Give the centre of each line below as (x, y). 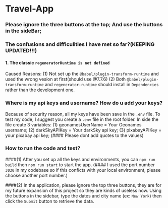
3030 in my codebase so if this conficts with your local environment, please (83, 170)
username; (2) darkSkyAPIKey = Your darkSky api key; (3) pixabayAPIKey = (83, 130)
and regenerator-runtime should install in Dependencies (102, 85)
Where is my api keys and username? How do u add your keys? (84, 103)
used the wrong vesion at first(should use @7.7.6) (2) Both (66, 79)
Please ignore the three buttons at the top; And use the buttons (84, 25)
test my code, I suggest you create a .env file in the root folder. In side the (82, 119)
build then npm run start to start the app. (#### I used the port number (80, 165)
